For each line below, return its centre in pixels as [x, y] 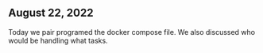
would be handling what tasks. [58, 40]
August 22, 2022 [51, 13]
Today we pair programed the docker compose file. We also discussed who [132, 32]
